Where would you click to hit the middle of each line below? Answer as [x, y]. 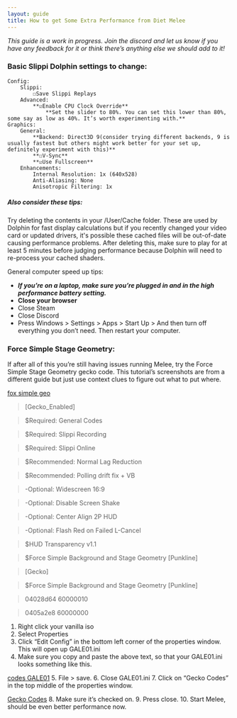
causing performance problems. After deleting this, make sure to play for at [117, 242]
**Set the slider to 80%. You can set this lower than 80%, [136, 112]
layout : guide [28, 14]
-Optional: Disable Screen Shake [72, 503]
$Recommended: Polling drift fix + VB [80, 476]
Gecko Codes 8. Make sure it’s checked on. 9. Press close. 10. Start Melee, [116, 700]
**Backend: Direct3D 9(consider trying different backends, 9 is [132, 137]
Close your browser [47, 300]
